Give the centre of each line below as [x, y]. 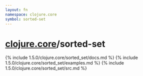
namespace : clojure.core [31, 14]
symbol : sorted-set [25, 19]
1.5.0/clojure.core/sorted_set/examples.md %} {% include [64, 63]
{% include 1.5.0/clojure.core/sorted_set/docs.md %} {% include [72, 57]
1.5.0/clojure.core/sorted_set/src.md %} [46, 68]
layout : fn [16, 10]
